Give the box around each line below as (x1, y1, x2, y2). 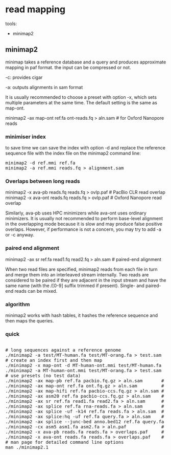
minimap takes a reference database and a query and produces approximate (5, 59, 166, 65)
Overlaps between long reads (5, 178, 80, 185)
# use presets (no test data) (5, 373, 81, 379)
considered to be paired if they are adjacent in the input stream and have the (5, 277, 166, 283)
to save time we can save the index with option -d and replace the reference (5, 145, 166, 151)
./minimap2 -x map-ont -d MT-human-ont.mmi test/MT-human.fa (5, 362, 162, 369)
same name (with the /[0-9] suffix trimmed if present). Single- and (5, 283, 144, 289)
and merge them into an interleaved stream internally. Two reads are (5, 271, 149, 277)
